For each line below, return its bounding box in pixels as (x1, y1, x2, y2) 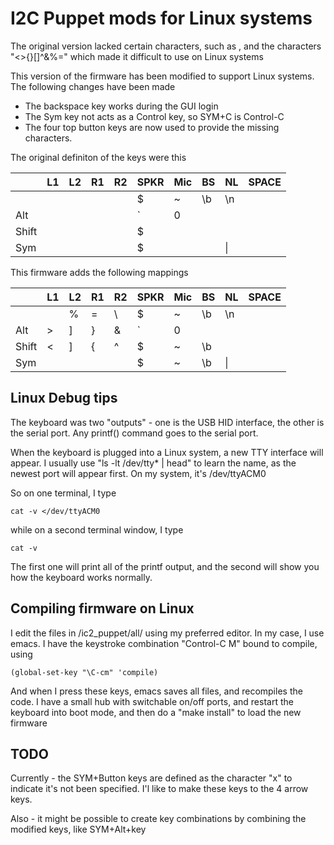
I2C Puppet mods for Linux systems (10, 7, 313, 30)
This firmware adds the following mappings (10, 266, 189, 278)
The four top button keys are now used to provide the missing (24, 121, 280, 133)
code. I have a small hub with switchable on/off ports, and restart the (10, 695, 294, 707)
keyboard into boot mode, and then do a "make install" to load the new (10, 706, 302, 718)
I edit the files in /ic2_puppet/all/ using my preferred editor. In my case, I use (10, 627, 325, 639)
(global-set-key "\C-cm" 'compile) (10, 667, 159, 677)
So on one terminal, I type (10, 487, 117, 499)
